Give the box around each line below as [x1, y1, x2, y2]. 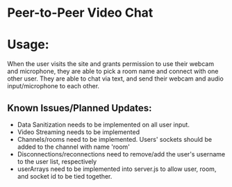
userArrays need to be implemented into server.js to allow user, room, [17, 165, 217, 173]
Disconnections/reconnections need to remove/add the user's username [17, 149, 226, 158]
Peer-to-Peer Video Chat [7, 5, 154, 21]
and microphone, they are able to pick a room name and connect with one [7, 67, 219, 76]
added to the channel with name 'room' [17, 143, 131, 151]
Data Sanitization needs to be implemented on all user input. [17, 120, 190, 129]
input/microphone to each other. [7, 82, 99, 90]
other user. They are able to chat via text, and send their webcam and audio [7, 74, 224, 83]
